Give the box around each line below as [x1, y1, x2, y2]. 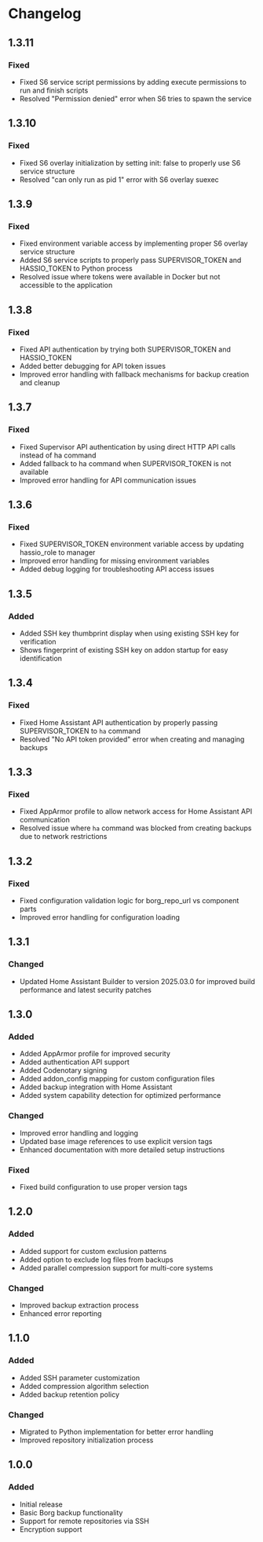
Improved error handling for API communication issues [19, 476, 196, 485]
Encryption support [19, 1524, 82, 1534]
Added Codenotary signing [19, 1066, 108, 1075]
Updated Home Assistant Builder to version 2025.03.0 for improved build [19, 976, 255, 986]
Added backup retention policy [19, 1390, 120, 1399]
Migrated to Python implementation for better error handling [19, 1427, 214, 1436]
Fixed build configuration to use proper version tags [19, 1183, 188, 1192]
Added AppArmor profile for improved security [19, 1049, 171, 1059]
